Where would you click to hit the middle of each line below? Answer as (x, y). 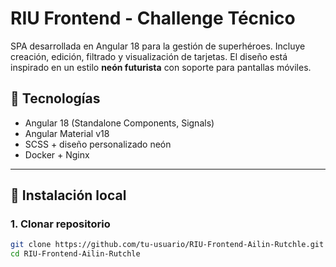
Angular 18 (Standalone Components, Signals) (119, 123)
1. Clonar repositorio (60, 224)
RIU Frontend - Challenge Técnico (153, 18)
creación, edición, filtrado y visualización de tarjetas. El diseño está (149, 56)
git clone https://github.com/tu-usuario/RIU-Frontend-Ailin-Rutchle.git (167, 245)
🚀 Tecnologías (55, 98)
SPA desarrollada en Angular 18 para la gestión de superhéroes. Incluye (158, 46)
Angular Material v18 (67, 133)
